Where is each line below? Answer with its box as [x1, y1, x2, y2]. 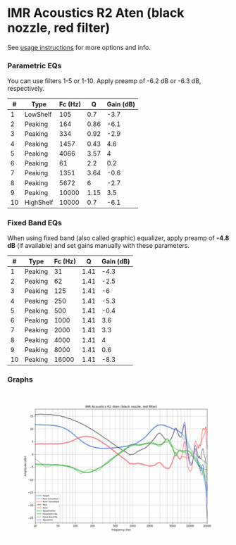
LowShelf [24, 110, 52, 118]
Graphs [7, 375, 33, 384]
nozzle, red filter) [7, 20, 111, 36]
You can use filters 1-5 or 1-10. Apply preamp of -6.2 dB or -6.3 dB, [7, 77, 201, 85]
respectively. [7, 84, 44, 93]
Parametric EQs [7, 61, 62, 70]
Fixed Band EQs [7, 218, 62, 227]
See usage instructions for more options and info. [7, 43, 151, 51]
